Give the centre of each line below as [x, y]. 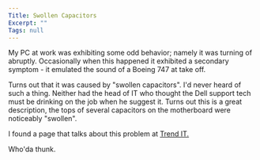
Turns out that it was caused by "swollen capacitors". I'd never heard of [125, 85]
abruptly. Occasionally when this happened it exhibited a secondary [119, 61]
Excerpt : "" [28, 23]
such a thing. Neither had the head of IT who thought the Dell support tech [130, 93]
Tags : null [26, 30]
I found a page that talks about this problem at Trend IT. [99, 134]
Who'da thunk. [32, 149]
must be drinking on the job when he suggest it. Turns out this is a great [125, 102]
